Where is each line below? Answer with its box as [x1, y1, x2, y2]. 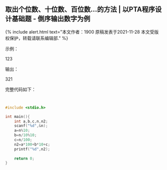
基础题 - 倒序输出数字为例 [11, 14, 90, 23]
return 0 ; [14, 156, 35, 161]
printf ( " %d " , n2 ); [14, 146, 50, 151]
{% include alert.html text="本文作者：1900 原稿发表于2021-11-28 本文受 [5, 28, 154, 34]
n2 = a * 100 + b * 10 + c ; [14, 142, 50, 147]
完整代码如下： [5, 86, 36, 92]
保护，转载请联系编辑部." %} [9, 35, 68, 41]
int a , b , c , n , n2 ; [14, 118, 48, 124]
